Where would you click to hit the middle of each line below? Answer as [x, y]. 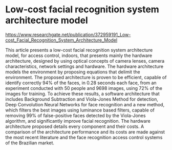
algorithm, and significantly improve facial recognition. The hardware [78, 121]
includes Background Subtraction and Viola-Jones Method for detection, [82, 99]
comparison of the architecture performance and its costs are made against [85, 132]
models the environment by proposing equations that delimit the [73, 72]
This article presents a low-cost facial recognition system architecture [79, 50]
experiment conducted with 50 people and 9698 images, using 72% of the [84, 88]
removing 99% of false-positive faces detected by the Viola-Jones [76, 115]
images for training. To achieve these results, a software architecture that [82, 93]
